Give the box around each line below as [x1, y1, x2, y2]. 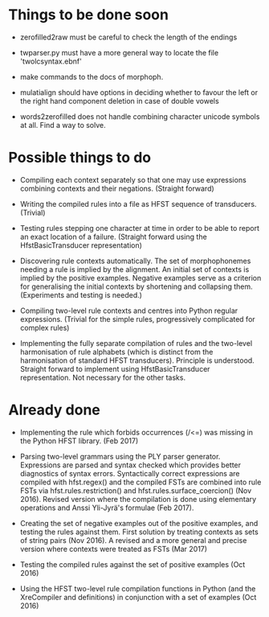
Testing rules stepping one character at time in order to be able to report [19, 223, 259, 232]
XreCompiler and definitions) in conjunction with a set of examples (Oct [19, 592, 257, 602]
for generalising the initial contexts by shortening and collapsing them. [19, 282, 253, 291]
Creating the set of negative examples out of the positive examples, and [19, 518, 259, 528]
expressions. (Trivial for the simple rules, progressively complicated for [19, 314, 255, 323]
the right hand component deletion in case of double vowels [19, 96, 219, 105]
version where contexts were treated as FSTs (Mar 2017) [19, 544, 207, 553]
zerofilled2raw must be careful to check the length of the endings [19, 32, 238, 42]
